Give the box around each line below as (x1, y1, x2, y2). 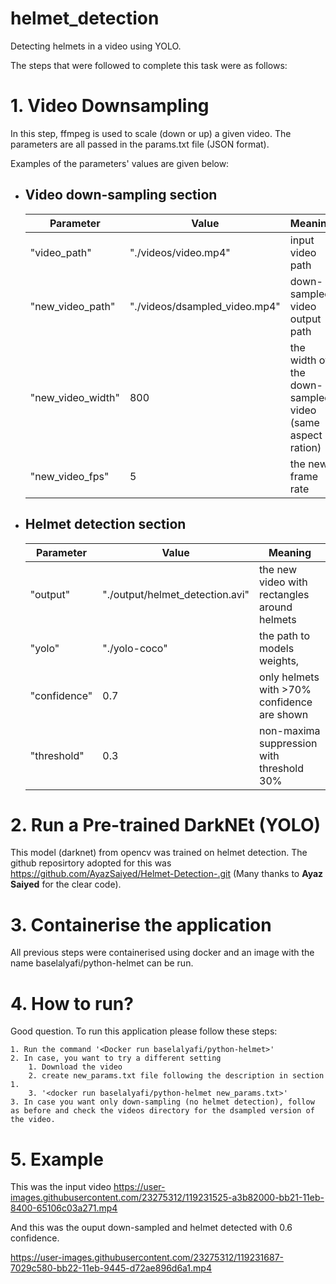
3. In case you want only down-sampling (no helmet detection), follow (10, 1097, 315, 1107)
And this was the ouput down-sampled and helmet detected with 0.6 (10, 1222, 293, 1234)
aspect (289, 428, 323, 442)
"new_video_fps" (29, 469, 110, 483)
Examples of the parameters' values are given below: (10, 157, 230, 169)
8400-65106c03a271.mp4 (10, 1202, 118, 1214)
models (259, 641, 295, 655)
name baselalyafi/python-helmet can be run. (10, 957, 194, 969)
